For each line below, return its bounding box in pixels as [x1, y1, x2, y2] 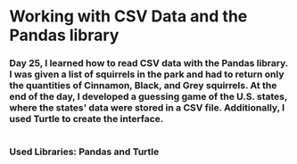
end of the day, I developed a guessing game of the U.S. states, [9, 91, 288, 103]
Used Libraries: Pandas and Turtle [9, 145, 160, 158]
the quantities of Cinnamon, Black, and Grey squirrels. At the [9, 79, 277, 92]
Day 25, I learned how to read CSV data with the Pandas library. [9, 57, 288, 70]
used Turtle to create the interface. [9, 113, 164, 126]
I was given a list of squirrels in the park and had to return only [9, 69, 285, 81]
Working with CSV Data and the [9, 6, 248, 27]
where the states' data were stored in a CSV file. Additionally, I [9, 102, 285, 114]
